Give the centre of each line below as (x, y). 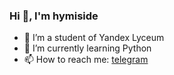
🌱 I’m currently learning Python (87, 48)
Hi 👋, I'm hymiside (54, 16)
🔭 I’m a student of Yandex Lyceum (94, 38)
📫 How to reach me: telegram (86, 60)
